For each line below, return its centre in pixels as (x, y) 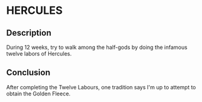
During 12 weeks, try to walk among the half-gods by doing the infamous (97, 47)
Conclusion (28, 73)
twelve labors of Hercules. (39, 54)
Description (29, 33)
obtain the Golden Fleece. (38, 94)
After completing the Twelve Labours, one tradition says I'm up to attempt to (101, 87)
